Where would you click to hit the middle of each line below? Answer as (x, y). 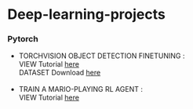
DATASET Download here (60, 73)
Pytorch (23, 39)
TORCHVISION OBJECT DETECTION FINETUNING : (102, 56)
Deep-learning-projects (86, 15)
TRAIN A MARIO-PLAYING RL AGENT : (80, 89)
